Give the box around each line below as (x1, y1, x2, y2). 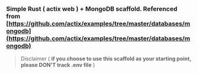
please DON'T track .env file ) (20, 62, 95, 69)
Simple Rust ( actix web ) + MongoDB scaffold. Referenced (6, 5, 177, 13)
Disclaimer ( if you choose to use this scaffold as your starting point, (20, 55, 192, 62)
